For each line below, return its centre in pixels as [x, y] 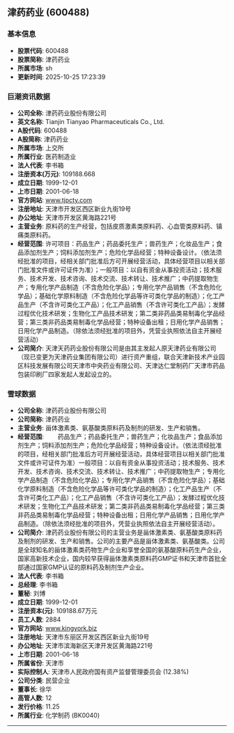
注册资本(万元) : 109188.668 [56, 173]
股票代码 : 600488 [43, 50]
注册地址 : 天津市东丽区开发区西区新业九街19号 [83, 637]
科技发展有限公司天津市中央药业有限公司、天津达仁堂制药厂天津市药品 [124, 365]
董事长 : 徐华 [34, 689]
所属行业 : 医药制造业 [47, 156]
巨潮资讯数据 [29, 96]
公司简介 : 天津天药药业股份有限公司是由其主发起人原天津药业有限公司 [117, 348]
